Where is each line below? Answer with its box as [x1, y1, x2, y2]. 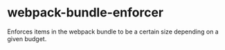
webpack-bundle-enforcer [7, 5, 164, 21]
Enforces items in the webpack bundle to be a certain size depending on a [7, 27, 219, 36]
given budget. [7, 34, 47, 42]
